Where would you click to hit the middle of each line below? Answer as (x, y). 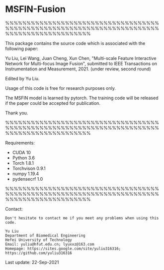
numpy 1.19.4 (26, 174)
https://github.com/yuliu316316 (39, 253)
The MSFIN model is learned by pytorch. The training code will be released (82, 98)
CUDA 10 (22, 152)
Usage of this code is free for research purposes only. (60, 88)
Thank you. (17, 113)
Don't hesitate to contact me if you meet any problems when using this (82, 218)
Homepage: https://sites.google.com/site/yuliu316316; (63, 249)
